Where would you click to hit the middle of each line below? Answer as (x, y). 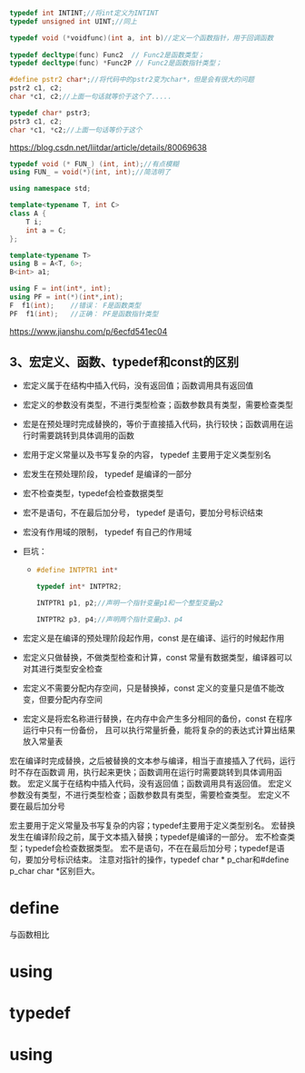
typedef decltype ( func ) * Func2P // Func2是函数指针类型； (116, 64)
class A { (28, 214)
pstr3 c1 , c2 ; (36, 121)
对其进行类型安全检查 (62, 669)
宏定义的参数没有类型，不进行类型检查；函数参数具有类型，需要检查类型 (157, 405)
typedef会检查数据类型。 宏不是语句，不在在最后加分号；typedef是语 (155, 848)
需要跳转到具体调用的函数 (86, 435)
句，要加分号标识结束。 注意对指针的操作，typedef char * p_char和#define (149, 859)
